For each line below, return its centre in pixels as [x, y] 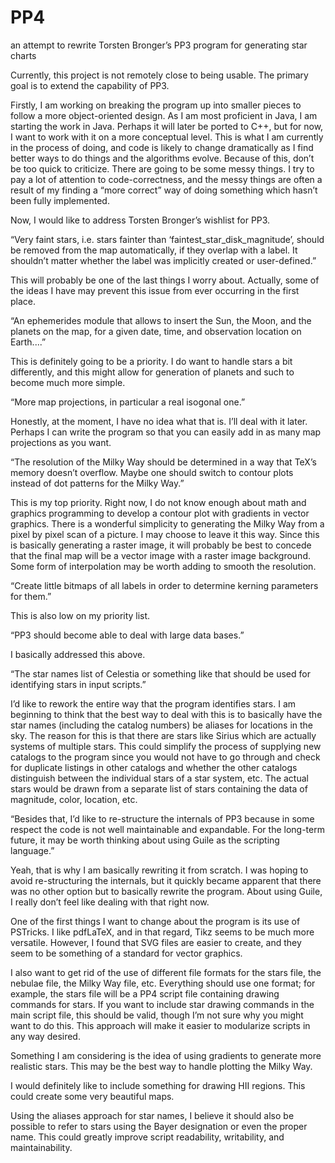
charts [23, 55]
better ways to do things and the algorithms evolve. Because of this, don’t [162, 158]
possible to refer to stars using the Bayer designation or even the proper [159, 1126]
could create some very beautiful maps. [92, 1096]
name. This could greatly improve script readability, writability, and [147, 1137]
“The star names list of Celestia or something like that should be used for [160, 673]
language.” [32, 850]
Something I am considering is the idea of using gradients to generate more [166, 1055]
